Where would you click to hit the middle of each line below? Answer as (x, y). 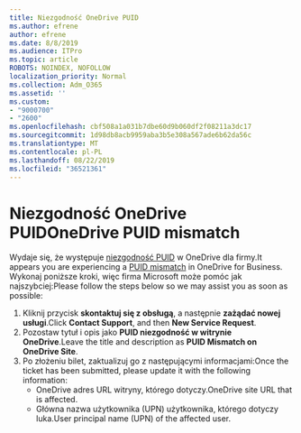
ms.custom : (30, 101)
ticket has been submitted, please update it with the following (136, 371)
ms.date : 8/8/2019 (44, 43)
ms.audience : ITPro (46, 51)
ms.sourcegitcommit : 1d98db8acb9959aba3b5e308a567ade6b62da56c (131, 135)
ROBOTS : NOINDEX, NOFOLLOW (60, 69)
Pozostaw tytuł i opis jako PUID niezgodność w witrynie (127, 332)
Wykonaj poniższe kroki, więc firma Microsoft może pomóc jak (126, 277)
